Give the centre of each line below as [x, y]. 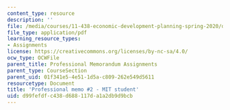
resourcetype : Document [41, 83]
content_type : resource [41, 13]
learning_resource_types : [44, 39]
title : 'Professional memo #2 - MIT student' [73, 90]
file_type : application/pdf [47, 32]
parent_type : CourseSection [47, 70]
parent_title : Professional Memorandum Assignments [82, 64]
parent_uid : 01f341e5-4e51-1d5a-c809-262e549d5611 [81, 77]
